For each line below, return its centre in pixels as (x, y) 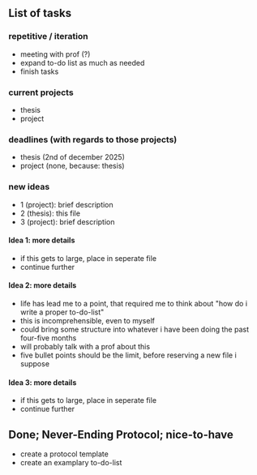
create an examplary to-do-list (71, 462)
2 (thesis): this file (50, 213)
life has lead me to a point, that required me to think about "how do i (134, 303)
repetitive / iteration (48, 36)
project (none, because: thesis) (72, 166)
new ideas (29, 187)
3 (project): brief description (67, 221)
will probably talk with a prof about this (85, 346)
